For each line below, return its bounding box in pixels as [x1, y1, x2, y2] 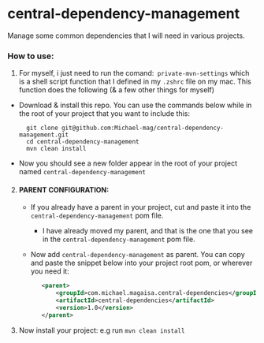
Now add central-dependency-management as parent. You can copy [30, 250, 245, 259]
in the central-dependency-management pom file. [42, 234, 195, 244]
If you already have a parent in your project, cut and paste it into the [30, 203, 251, 212]
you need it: [30, 267, 69, 276]
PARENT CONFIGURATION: [18, 185, 110, 194]
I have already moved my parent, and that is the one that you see [42, 226, 254, 236]
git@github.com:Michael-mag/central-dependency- [61, 124, 225, 132]
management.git [18, 131, 69, 139]
